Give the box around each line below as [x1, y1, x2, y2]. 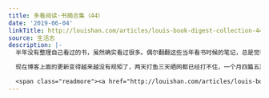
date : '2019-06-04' [8, 19, 74, 27]
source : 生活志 [8, 33, 55, 42]
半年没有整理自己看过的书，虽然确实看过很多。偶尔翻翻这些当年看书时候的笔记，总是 [15, 49, 254, 57]
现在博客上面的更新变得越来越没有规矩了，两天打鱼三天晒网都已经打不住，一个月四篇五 [15, 63, 260, 72]
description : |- [8, 41, 62, 49]
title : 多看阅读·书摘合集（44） [8, 11, 104, 20]
